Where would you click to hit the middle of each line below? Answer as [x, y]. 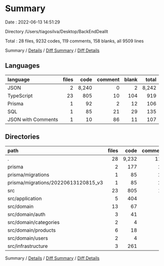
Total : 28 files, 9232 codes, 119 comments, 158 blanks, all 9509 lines [74, 41]
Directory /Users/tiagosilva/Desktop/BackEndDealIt [57, 31]
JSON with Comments [33, 119]
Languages [22, 66]
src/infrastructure [28, 246]
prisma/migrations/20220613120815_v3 [55, 183]
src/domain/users [28, 238]
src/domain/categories [34, 222]
